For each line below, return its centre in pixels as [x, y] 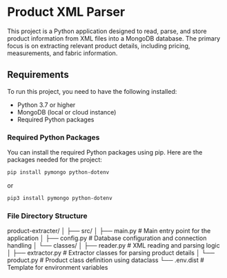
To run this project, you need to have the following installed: [92, 91]
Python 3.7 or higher [46, 105]
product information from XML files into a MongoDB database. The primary [114, 38]
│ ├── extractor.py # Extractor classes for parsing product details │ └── [111, 253]
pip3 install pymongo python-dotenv [60, 198]
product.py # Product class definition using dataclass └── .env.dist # [106, 260]
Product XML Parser [66, 12]
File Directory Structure [47, 216]
